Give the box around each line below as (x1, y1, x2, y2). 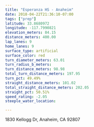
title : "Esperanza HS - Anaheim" (5, 7, 74, 12)
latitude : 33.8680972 (5, 21, 50, 26)
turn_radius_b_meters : (5, 62, 52, 67)
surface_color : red (5, 53, 45, 58)
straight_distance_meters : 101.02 (5, 80, 76, 85)
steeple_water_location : (5, 99, 56, 104)
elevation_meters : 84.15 (5, 30, 56, 35)
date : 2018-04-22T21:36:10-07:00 (5, 12, 74, 17)
